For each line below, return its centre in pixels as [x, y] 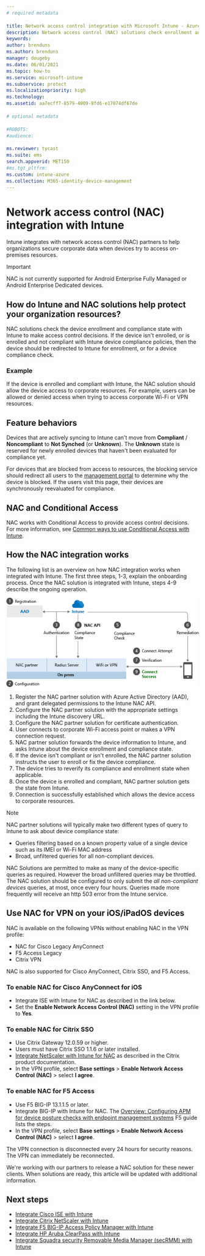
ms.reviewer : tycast [33, 149]
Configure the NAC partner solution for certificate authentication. [97, 722]
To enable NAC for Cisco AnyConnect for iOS [74, 987]
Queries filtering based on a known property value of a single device [101, 843]
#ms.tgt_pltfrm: [27, 168]
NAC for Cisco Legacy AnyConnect [59, 946]
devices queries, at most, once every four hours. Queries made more [93, 887]
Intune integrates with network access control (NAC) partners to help [93, 242]
